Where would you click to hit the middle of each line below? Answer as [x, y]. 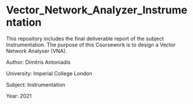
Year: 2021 [19, 96]
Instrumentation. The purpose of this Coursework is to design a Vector [91, 45]
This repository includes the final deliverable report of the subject [85, 38]
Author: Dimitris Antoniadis [38, 62]
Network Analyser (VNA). [37, 51]
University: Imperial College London [49, 73]
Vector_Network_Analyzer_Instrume [97, 10]
